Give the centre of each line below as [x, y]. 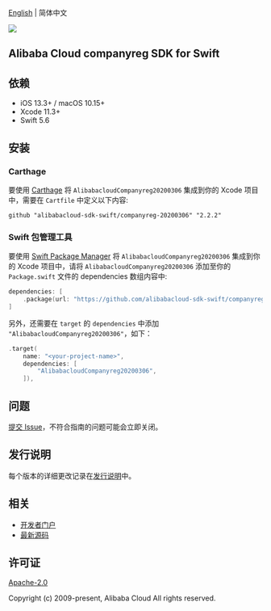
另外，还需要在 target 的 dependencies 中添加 [84, 323]
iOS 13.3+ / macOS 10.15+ [63, 103]
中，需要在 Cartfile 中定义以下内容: [69, 200]
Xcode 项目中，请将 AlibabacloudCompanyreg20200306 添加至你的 [124, 267]
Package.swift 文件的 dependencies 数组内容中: [88, 276]
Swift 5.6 [35, 120]
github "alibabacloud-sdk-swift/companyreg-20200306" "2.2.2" [115, 215]
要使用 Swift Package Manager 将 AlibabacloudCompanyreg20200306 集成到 [131, 256]
